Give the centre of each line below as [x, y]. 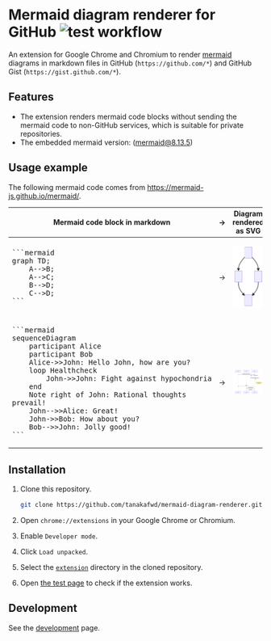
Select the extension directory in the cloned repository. [111, 567]
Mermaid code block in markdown [112, 222]
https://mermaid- [175, 187]
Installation [37, 469]
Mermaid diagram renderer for [112, 15]
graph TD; [31, 261]
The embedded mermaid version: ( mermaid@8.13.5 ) [106, 142]
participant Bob [61, 354]
